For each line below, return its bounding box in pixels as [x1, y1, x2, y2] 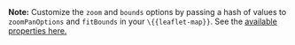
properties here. [8, 26, 67, 36]
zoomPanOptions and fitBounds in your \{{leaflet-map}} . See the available [8, 16, 278, 26]
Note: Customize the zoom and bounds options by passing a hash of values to [8, 7, 287, 17]
